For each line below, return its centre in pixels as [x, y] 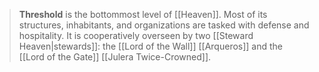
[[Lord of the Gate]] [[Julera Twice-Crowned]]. [115, 57]
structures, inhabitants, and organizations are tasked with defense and [164, 25]
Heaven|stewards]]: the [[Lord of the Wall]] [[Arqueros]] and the [151, 46]
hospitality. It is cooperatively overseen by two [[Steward [136, 35]
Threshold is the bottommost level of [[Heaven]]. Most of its [143, 14]
